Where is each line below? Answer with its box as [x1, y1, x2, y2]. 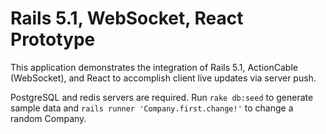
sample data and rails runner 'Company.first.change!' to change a [10, 102, 294, 114]
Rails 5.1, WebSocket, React [10, 7, 244, 30]
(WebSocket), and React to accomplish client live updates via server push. [10, 72, 317, 84]
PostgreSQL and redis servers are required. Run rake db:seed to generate [10, 91, 314, 103]
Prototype [10, 28, 96, 51]
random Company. [10, 112, 87, 124]
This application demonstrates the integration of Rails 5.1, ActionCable [10, 61, 298, 73]
